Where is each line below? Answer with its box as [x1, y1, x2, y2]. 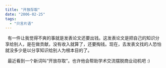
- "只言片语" [9, 21, 34, 26]
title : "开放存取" [5, 7, 41, 12]
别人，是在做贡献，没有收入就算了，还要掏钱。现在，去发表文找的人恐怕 [13, 41, 162, 47]
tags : [5, 16, 16, 21]
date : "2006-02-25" [5, 12, 46, 17]
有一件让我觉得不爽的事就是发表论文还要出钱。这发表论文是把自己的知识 [7, 35, 155, 41]
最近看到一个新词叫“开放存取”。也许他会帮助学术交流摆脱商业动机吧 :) [7, 58, 150, 64]
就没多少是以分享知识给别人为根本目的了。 [5, 47, 92, 53]
